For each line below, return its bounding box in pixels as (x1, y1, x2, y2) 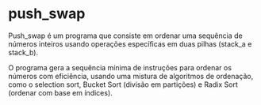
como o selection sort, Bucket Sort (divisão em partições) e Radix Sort (8, 80, 238, 89)
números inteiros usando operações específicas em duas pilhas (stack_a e (8, 39, 252, 48)
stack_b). (8, 47, 38, 57)
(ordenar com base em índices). (8, 88, 113, 97)
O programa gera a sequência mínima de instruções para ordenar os (8, 62, 232, 72)
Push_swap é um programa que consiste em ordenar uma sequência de (8, 31, 244, 40)
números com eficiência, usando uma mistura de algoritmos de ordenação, (8, 71, 254, 81)
